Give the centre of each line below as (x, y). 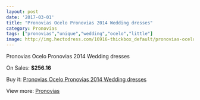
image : (14, 39)
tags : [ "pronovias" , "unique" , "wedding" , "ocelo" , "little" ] (79, 34)
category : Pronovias (32, 28)
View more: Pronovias (33, 91)
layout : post (22, 12)
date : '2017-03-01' (30, 17)
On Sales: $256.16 (29, 68)
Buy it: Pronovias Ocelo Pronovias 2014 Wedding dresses (76, 79)
